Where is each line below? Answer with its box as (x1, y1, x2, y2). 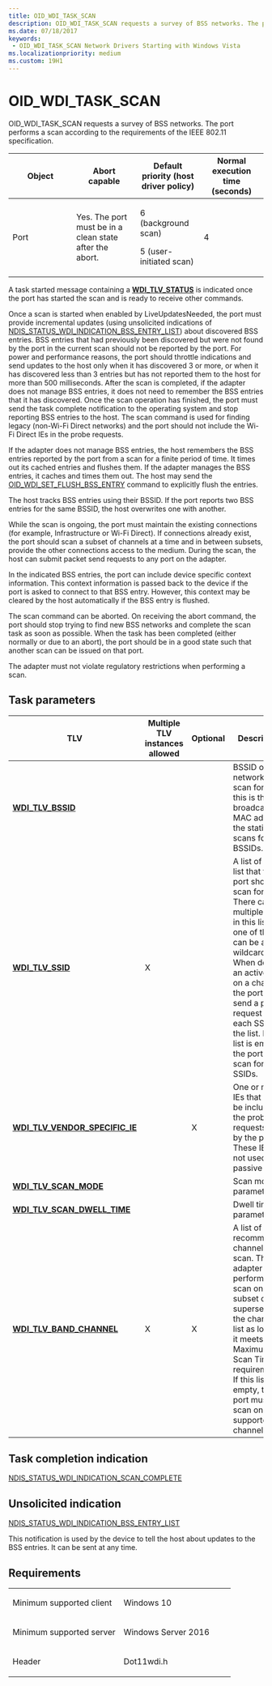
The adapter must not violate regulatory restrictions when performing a (8, 661, 245, 671)
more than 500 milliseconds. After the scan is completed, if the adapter (8, 377, 246, 387)
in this (232, 916, 257, 927)
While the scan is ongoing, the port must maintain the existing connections (8, 519, 257, 529)
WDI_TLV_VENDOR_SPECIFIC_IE (12, 1122, 138, 1133)
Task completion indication (8, 1452, 148, 1466)
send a (232, 997, 259, 1008)
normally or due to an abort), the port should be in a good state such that (8, 637, 253, 646)
